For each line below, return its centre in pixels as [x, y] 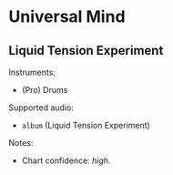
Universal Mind [67, 17]
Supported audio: [41, 108]
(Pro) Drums [45, 90]
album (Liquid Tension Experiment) [86, 125]
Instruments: [32, 72]
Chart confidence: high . [66, 160]
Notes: [21, 143]
